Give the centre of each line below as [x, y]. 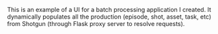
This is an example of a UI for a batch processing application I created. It [109, 10]
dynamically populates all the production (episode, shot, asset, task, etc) [109, 17]
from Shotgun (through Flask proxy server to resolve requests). [96, 24]
